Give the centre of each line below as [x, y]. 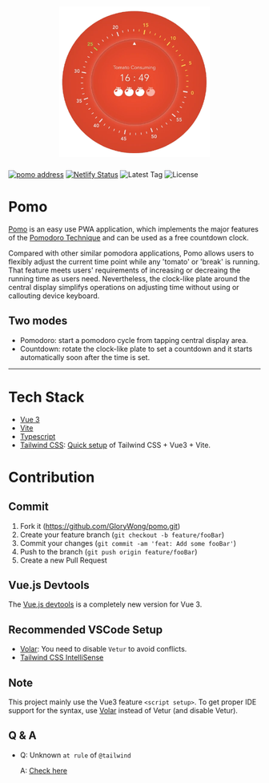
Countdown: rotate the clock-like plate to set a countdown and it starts [136, 349]
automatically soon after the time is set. [85, 357]
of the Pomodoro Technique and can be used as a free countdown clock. [129, 237]
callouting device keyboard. [54, 296]
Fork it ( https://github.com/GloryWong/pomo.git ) [100, 526]
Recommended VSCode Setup [85, 630]
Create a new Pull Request [64, 560]
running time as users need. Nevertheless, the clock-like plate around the [129, 278]
